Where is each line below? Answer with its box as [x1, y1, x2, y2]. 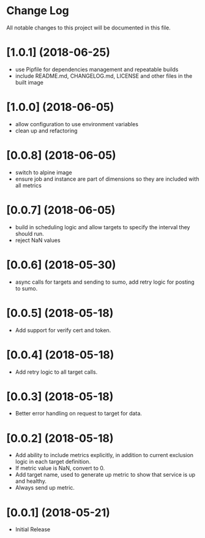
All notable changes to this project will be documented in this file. [6, 24, 171, 31]
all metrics [15, 181, 42, 189]
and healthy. [15, 477, 47, 485]
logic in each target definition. [15, 458, 91, 466]
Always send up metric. [15, 484, 75, 491]
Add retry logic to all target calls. [15, 368, 98, 376]
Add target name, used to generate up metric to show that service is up [15, 471, 196, 479]
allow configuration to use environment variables [15, 120, 139, 127]
